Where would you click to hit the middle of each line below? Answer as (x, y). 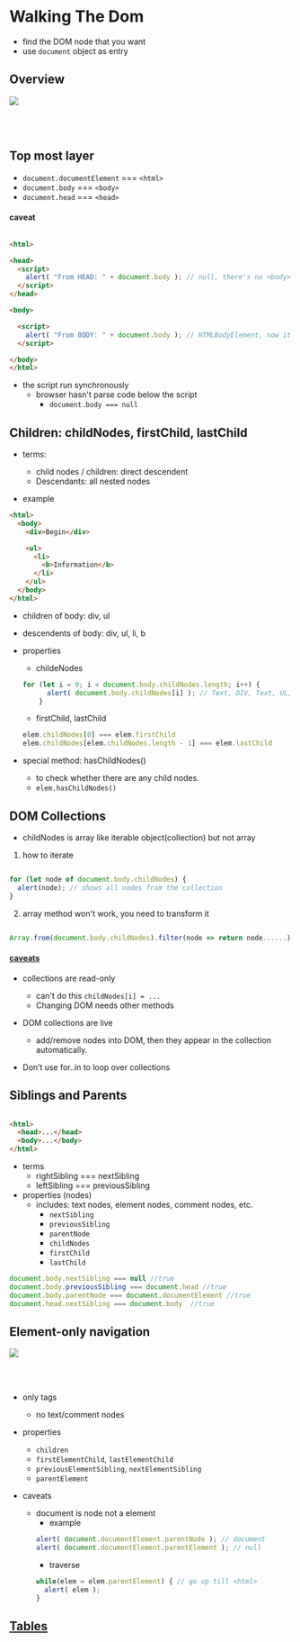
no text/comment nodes (80, 1415)
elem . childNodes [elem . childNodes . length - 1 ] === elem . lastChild (147, 744)
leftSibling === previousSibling (93, 1185)
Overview (37, 80)
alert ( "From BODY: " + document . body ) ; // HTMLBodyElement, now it (159, 335)
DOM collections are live (68, 1022)
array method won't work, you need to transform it (115, 913)
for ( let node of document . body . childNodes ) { (98, 880)
